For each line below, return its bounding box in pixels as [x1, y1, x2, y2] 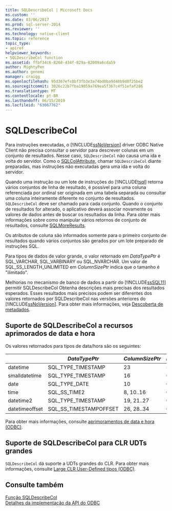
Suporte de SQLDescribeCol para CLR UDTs [5, 439, 147, 448]
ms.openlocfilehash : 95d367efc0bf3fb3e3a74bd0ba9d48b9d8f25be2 [5, 79, 143, 84]
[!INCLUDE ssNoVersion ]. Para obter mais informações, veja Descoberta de [5, 301, 163, 307]
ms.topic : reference [5, 36, 50, 41]
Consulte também [5, 481, 64, 489]
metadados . [5, 307, 31, 313]
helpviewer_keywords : [5, 50, 52, 55]
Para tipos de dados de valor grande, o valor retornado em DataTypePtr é [5, 253, 160, 259]
